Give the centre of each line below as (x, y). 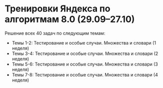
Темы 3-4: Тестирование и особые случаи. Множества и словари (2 (85, 53)
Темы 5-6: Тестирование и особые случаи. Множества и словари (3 (85, 64)
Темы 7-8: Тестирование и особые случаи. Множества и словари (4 (85, 74)
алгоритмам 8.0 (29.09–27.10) (70, 19)
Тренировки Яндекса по (57, 9)
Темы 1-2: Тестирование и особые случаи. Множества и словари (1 (84, 42)
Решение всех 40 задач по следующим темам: (55, 33)
